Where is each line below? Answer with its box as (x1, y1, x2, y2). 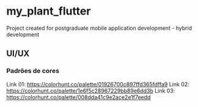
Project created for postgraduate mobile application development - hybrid (6, 24, 193, 32)
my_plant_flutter (6, 4, 91, 18)
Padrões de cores (6, 67, 60, 75)
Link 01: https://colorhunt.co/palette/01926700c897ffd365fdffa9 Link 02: (6, 80, 189, 88)
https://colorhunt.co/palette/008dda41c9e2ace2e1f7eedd (6, 93, 151, 101)
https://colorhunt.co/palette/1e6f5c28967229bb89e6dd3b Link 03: (6, 87, 175, 94)
